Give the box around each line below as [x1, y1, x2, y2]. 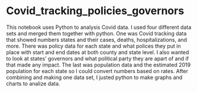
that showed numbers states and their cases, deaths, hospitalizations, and [6, 36, 188, 43]
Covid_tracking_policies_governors [6, 4, 185, 18]
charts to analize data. [6, 80, 60, 87]
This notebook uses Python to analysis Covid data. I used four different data [6, 24, 192, 31]
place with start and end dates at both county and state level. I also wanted [6, 48, 189, 55]
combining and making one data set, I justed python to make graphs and [6, 74, 183, 81]
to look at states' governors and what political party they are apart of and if [6, 55, 189, 62]
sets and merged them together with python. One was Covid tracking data [6, 29, 187, 37]
